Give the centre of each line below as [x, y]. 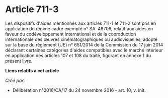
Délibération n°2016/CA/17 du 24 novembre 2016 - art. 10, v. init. [79, 90]
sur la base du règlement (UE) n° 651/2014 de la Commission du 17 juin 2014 [84, 44]
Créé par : [15, 80]
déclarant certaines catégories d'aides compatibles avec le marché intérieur [84, 50]
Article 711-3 [32, 9]
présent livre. [19, 61]
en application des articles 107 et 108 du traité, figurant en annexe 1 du [78, 55]
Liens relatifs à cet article [32, 70]
